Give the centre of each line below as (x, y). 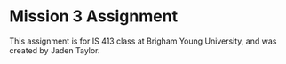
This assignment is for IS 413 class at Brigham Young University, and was (143, 41)
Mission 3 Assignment (94, 16)
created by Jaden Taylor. (55, 50)
